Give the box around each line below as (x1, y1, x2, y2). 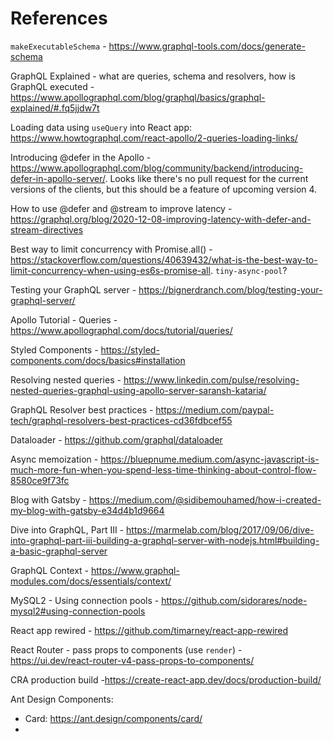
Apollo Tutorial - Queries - (10, 313, 118, 326)
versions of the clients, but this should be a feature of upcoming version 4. (10, 183, 318, 195)
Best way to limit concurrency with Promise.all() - (10, 243, 213, 255)
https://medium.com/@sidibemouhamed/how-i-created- (88, 493, 322, 506)
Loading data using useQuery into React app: (10, 121, 192, 133)
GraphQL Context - (10, 564, 90, 576)
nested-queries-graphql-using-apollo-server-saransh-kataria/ (10, 384, 267, 396)
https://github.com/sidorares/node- (161, 594, 308, 606)
